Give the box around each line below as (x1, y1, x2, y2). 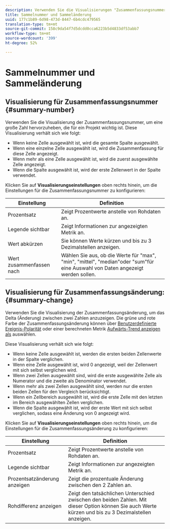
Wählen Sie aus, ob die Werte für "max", (61, 252, 157, 259)
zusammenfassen (8, 261, 50, 268)
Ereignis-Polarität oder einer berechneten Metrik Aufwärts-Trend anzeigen (5, 325, 161, 332)
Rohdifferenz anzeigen (8, 502, 62, 509)
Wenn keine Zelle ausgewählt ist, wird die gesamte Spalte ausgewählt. (12, 140, 159, 146)
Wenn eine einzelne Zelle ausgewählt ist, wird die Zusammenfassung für (12, 145, 164, 151)
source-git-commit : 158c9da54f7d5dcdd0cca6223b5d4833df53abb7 (5, 26, 139, 31)
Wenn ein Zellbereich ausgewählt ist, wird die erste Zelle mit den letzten (12, 394, 163, 400)
